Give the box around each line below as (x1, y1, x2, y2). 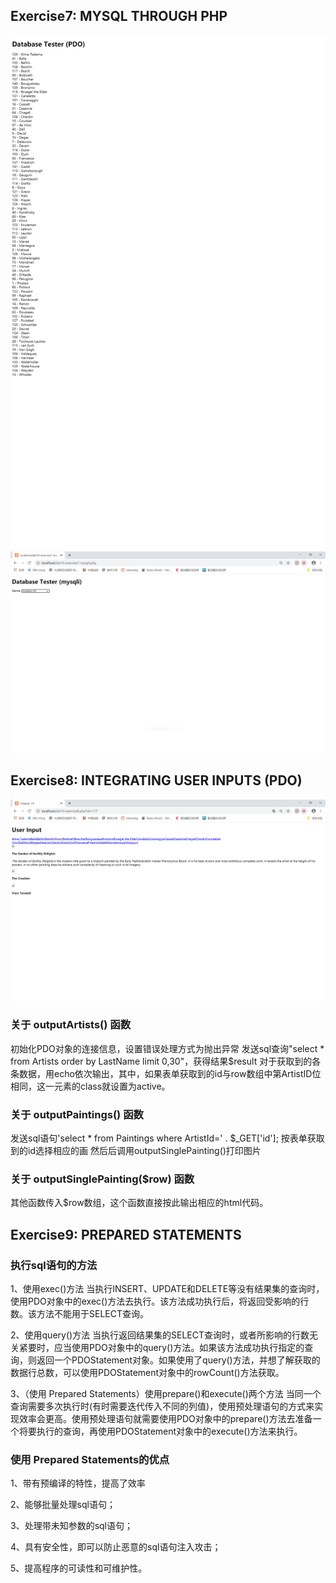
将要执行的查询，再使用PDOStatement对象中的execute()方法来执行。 (18, 1425, 303, 1438)
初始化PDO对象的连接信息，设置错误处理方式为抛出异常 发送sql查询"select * (10, 1042, 325, 1054)
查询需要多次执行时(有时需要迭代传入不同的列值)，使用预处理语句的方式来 (10, 1400, 315, 1413)
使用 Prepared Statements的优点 (10, 1453, 170, 1467)
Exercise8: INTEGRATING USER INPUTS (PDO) (10, 772, 303, 789)
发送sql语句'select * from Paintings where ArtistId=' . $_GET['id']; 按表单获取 (10, 1132, 325, 1144)
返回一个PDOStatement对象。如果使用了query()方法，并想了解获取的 (36, 1354, 321, 1366)
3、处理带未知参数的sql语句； (10, 1520, 133, 1532)
